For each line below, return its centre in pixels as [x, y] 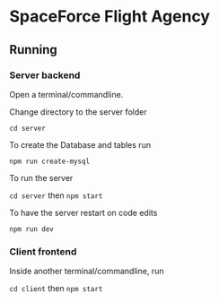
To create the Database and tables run [80, 144]
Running [34, 50]
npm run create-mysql [50, 161]
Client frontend [43, 251]
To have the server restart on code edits [83, 212]
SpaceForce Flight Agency [110, 17]
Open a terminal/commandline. [66, 94]
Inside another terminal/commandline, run [87, 272]
